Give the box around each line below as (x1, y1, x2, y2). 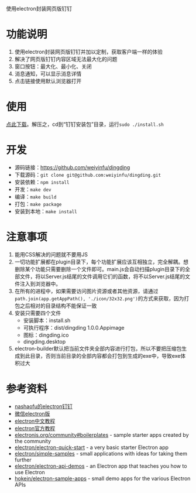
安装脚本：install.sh (23, 317, 71, 324)
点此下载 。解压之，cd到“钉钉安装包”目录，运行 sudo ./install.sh (6, 121, 164, 128)
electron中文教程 (14, 417, 56, 424)
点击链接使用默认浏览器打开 (14, 77, 82, 84)
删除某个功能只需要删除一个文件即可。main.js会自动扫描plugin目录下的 (14, 265, 185, 272)
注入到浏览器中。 (19, 280, 61, 287)
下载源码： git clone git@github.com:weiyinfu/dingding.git (14, 171, 161, 178)
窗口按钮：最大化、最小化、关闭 (14, 63, 92, 70)
